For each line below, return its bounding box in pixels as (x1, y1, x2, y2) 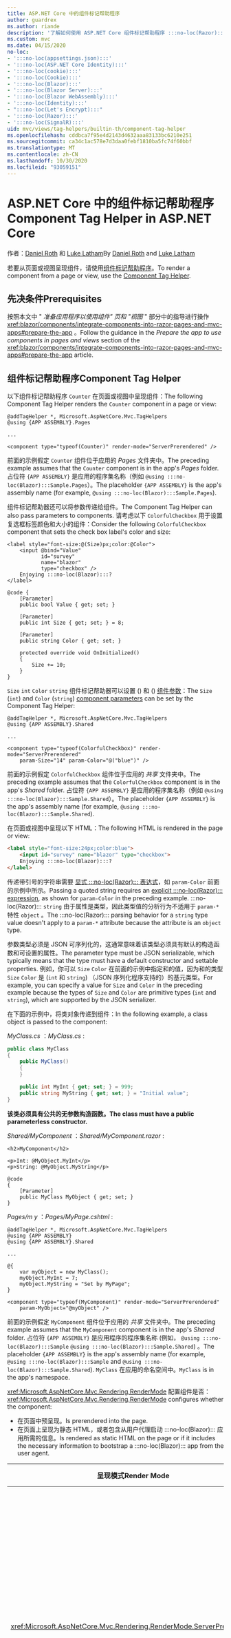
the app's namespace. (7, 1373, 70, 1381)
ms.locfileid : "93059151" (7, 163, 81, 171)
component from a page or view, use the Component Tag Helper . (7, 271, 191, 280)
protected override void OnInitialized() (19, 650, 140, 656)
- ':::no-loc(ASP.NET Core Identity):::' (7, 61, 128, 68)
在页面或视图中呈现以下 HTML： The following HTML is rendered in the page (7, 824, 223, 832)
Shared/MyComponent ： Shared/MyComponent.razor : (7, 1131, 165, 1140)
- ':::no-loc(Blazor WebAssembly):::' (7, 94, 118, 101)
